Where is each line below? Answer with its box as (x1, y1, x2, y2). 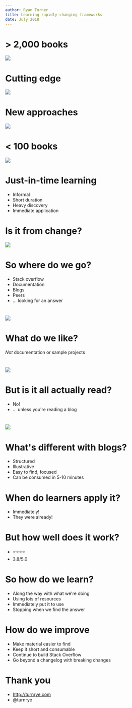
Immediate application (12, 208, 59, 214)
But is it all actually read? (5, 384, 112, 396)
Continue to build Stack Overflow (12, 652, 82, 658)
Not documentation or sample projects (5, 349, 86, 356)
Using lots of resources (12, 596, 61, 602)
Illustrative (12, 464, 34, 470)
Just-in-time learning (5, 175, 97, 186)
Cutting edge (5, 73, 61, 84)
